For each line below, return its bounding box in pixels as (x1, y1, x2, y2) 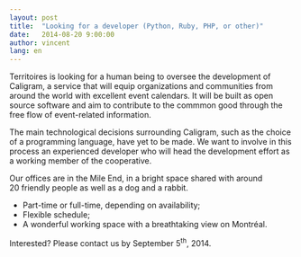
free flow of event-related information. (9, 110, 151, 120)
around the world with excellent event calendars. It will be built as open (9, 91, 273, 102)
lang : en (9, 47, 42, 56)
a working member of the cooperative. (9, 155, 152, 166)
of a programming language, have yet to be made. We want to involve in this (9, 137, 292, 147)
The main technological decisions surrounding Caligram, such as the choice (9, 127, 291, 137)
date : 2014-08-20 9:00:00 (9, 30, 115, 39)
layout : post (9, 13, 59, 22)
